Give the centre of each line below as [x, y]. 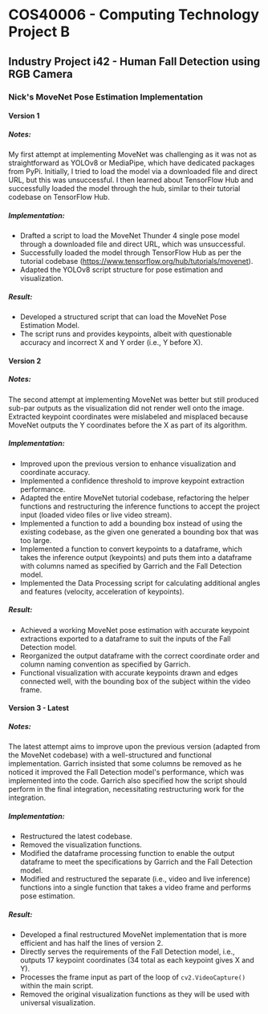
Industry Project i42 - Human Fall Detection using [134, 61]
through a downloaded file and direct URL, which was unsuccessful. [133, 244]
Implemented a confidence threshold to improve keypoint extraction [132, 481]
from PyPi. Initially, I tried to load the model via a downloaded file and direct [133, 172]
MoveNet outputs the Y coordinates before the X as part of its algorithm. [128, 425]
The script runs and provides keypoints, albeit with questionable [126, 334]
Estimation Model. [50, 325]
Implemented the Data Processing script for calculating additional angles [140, 582]
